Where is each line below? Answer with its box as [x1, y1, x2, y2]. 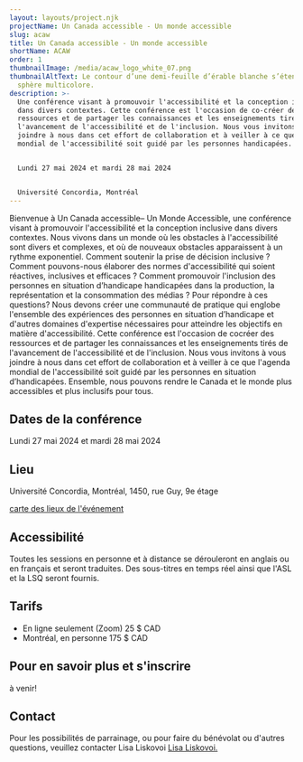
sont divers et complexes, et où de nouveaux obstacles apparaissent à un [9, 241, 283, 252]
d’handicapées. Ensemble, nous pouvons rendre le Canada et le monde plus [9, 376, 293, 387]
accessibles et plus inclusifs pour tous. [9, 385, 154, 396]
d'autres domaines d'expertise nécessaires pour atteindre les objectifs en [9, 318, 283, 329]
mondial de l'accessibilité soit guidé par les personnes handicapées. [17, 139, 293, 148]
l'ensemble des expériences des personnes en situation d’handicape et [9, 308, 275, 319]
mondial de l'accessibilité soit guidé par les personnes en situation [9, 366, 257, 377]
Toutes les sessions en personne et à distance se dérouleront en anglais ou [9, 553, 290, 564]
